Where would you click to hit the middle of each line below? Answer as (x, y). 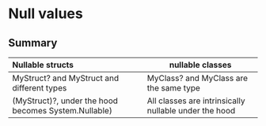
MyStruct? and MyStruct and (66, 78)
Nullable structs (43, 65)
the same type (173, 88)
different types (40, 88)
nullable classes (200, 65)
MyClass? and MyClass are (197, 78)
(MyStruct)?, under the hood (65, 101)
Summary (33, 43)
